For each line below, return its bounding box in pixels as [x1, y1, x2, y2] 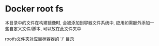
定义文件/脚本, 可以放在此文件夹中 [13, 25, 81, 32]
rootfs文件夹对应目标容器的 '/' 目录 [5, 36, 74, 42]
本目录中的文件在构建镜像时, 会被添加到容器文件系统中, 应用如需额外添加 [5, 20, 150, 25]
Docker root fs [5, 3, 64, 14]
